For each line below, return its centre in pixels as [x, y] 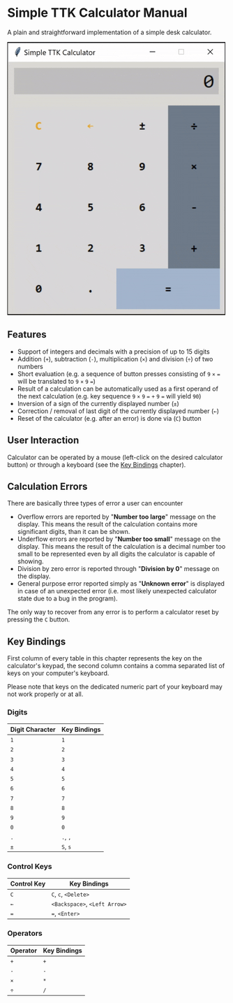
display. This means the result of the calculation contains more [107, 524]
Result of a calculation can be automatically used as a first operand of [118, 389]
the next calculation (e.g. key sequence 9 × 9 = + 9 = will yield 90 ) [109, 396]
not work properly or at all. [45, 694]
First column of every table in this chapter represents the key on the [105, 658]
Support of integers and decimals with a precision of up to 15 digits [114, 352]
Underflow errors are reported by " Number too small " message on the [119, 539]
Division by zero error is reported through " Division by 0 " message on [118, 569]
